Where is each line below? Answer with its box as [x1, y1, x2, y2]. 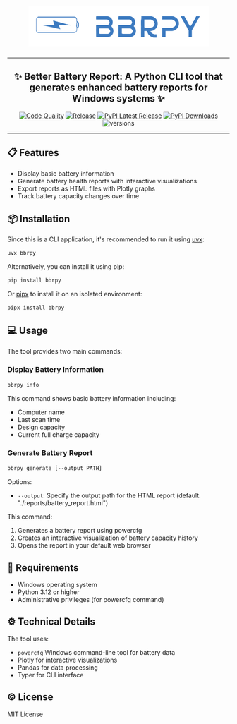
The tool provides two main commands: [7, 346, 123, 355]
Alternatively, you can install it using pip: [7, 263, 125, 271]
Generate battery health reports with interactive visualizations [17, 176, 197, 185]
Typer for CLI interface [17, 670, 84, 679]
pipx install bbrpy [7, 304, 65, 312]
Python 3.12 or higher [17, 588, 80, 596]
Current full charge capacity [17, 430, 100, 439]
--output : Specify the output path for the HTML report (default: [17, 491, 201, 500]
